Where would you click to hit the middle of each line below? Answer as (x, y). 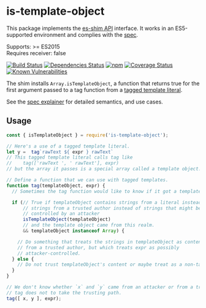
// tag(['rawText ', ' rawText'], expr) (63, 163)
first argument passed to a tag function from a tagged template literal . (94, 89)
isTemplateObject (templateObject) (67, 220)
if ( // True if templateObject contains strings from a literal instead (107, 202)
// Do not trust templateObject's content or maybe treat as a (100, 265)
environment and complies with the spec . (86, 34)
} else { (23, 259)
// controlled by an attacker (61, 214)
